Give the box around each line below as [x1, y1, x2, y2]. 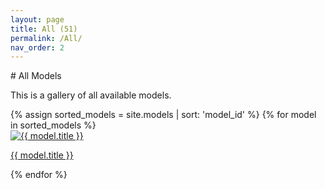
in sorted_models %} [10, 119, 97, 131]
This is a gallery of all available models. [10, 89, 172, 101]
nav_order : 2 [10, 42, 65, 53]
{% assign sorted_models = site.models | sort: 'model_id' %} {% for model [10, 109, 317, 121]
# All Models [10, 70, 62, 82]
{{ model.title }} [10, 149, 74, 161]
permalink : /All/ [10, 33, 83, 43]
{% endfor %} [10, 169, 68, 181]
